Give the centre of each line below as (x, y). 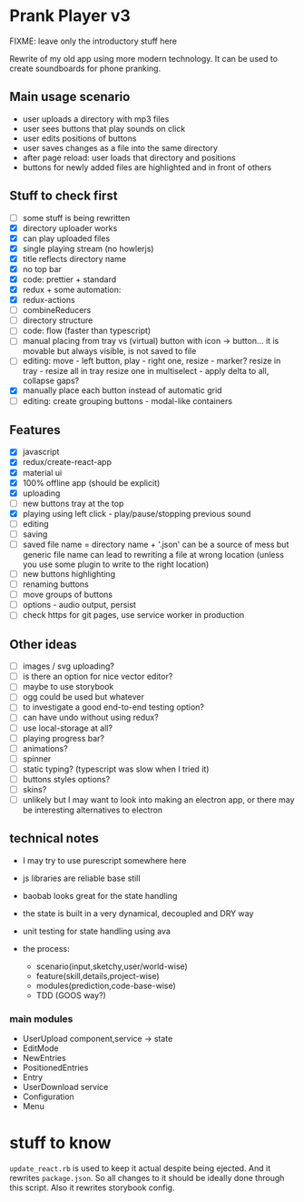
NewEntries (44, 1058)
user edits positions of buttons (79, 138)
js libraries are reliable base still (81, 878)
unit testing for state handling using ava (96, 931)
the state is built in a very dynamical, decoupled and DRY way (138, 913)
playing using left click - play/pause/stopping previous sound (137, 513)
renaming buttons (55, 584)
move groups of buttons (68, 595)
